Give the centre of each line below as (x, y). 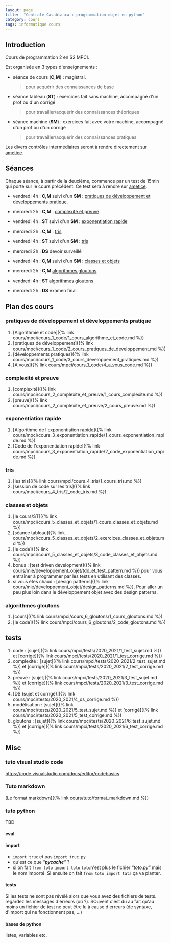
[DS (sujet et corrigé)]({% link (44, 693)
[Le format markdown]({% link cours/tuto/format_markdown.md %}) (77, 798)
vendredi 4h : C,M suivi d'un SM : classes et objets (66, 261)
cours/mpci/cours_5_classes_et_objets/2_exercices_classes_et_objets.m (89, 538)
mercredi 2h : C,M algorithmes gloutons (55, 270)
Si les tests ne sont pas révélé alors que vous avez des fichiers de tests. (81, 896)
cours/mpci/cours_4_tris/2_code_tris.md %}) (59, 492)
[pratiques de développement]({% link (53, 343)
